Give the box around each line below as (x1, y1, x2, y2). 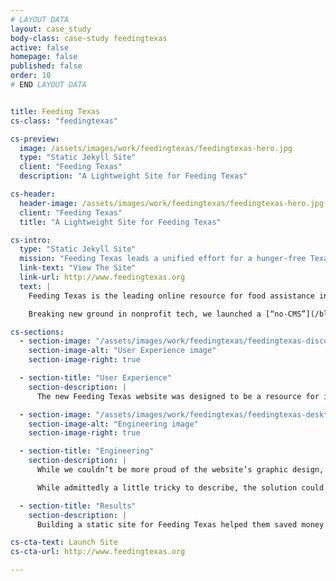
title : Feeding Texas (10, 106, 101, 116)
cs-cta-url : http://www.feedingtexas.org (10, 547, 186, 557)
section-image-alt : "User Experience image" (28, 346, 217, 356)
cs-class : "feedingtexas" (10, 116, 118, 126)
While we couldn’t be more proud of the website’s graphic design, (36, 465, 325, 475)
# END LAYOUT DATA (10, 80, 87, 90)
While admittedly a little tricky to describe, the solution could (36, 482, 325, 493)
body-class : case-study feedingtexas (10, 33, 168, 43)
